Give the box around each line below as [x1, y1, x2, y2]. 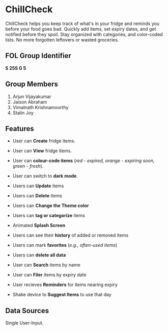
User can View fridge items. [12, 148, 72, 154]
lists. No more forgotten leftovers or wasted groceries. [5, 37, 119, 43]
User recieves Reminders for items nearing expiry [12, 282, 118, 288]
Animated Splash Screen [12, 222, 66, 228]
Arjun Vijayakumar [12, 93, 51, 99]
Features [5, 124, 34, 133]
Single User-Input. [5, 320, 44, 326]
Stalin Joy [12, 110, 34, 116]
